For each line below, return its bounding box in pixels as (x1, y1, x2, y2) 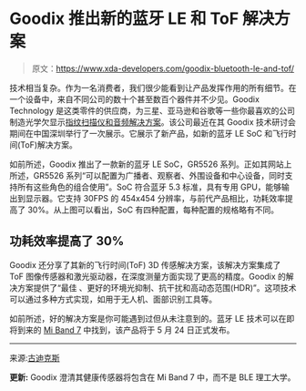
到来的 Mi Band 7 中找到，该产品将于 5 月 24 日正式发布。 (16, 324, 235, 335)
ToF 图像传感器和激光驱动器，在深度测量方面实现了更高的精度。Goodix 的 (9, 271, 287, 282)
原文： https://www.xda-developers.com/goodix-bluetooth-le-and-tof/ (31, 63, 294, 74)
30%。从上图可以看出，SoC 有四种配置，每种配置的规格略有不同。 (26, 204, 280, 215)
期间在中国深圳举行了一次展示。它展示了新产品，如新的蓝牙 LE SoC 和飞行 (9, 128, 289, 139)
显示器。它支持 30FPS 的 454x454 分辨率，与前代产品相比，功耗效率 (25, 192, 285, 203)
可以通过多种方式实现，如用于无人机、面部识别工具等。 (9, 293, 217, 304)
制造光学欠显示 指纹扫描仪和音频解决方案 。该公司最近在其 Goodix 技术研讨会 (9, 116, 296, 128)
